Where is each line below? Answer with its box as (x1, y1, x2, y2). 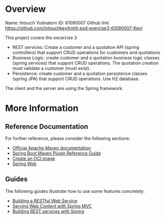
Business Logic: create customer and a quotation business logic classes (12, 54, 160, 60)
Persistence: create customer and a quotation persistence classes (12, 70, 148, 76)
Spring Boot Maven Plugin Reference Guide (12, 150, 101, 156)
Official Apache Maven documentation (12, 145, 91, 151)
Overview (5, 3, 46, 15)
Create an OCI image (12, 155, 55, 161)
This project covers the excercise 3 (5, 35, 77, 41)
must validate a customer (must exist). (12, 65, 91, 71)
